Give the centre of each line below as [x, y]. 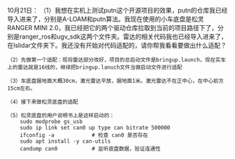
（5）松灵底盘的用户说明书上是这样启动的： [61, 116]
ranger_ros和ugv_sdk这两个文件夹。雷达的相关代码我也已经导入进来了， [123, 36]
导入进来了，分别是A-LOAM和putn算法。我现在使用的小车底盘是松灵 [106, 19]
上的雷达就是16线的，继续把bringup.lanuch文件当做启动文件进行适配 [95, 67]
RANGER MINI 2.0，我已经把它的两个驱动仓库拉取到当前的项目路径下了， [113, 28]
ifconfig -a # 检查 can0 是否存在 [84, 135]
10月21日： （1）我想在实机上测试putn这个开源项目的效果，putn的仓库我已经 [117, 10]
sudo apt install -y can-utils [65, 141]
